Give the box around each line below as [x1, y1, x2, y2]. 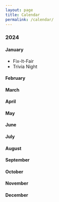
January [5, 47, 24, 53]
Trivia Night [12, 63, 37, 70]
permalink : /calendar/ [5, 17, 54, 22]
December [5, 192, 28, 198]
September [5, 157, 30, 163]
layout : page [5, 7, 33, 13]
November [5, 180, 29, 187]
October [5, 168, 24, 174]
